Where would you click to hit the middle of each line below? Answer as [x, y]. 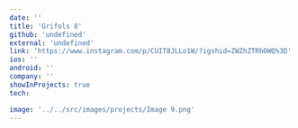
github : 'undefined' [48, 34]
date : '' [26, 18]
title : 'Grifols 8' [46, 26]
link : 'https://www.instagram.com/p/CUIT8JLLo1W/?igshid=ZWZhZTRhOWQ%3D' [151, 51]
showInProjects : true [50, 85]
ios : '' [24, 59]
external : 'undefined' [52, 43]
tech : [19, 93]
